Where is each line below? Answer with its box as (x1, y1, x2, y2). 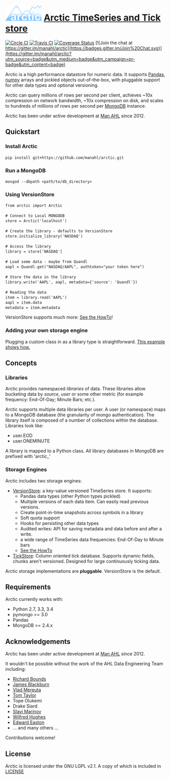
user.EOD (12, 432, 33, 439)
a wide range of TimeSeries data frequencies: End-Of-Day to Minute (20, 536, 164, 543)
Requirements (5, 582, 51, 591)
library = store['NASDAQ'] (5, 249, 63, 254)
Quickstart (5, 128, 40, 136)
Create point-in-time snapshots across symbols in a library (20, 509, 144, 515)
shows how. (5, 344, 31, 350)
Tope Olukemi (12, 698, 42, 704)
